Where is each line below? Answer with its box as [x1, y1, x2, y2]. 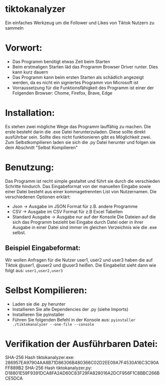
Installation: [5, 107, 55, 119]
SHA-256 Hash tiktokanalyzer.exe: [5, 354, 75, 360]
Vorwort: [5, 42, 43, 54]
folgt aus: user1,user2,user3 [5, 267, 63, 273]
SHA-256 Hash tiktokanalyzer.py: [25, 365, 92, 371]
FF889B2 [5, 365, 24, 371]
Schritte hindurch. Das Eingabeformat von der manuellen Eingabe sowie [5, 183, 151, 189]
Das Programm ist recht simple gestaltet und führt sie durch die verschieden [5, 178, 160, 184]
